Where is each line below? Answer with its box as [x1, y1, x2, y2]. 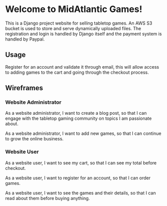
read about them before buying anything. [5, 195, 90, 201]
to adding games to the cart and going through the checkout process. [5, 69, 149, 75]
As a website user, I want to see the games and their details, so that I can [5, 189, 156, 196]
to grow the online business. [5, 136, 64, 142]
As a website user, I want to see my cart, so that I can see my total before [5, 159, 157, 166]
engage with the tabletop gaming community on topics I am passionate [5, 115, 152, 121]
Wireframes [5, 84, 44, 92]
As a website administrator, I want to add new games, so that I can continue [5, 130, 161, 136]
